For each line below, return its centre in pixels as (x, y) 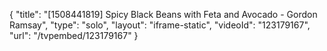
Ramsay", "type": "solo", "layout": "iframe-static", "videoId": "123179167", (160, 25)
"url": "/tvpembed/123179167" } (74, 35)
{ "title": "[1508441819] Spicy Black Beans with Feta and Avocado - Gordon (163, 14)
